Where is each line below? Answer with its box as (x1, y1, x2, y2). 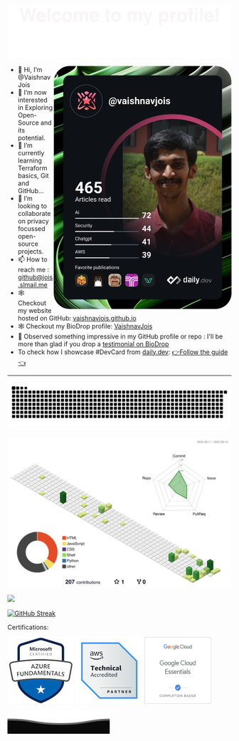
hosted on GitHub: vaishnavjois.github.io (17, 313, 137, 322)
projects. (17, 247, 44, 255)
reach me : (17, 265, 50, 274)
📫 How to (17, 255, 48, 264)
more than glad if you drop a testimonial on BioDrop (17, 339, 169, 348)
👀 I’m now (17, 88, 48, 96)
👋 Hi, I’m (17, 65, 43, 73)
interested (17, 95, 48, 104)
